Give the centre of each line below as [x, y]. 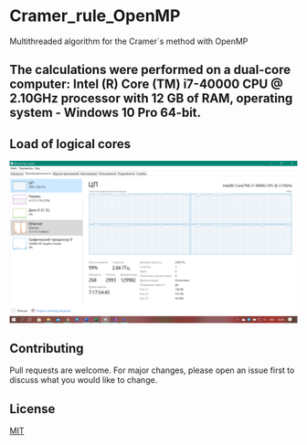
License [32, 409]
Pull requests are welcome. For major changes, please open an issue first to [152, 370]
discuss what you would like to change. [84, 380]
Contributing [47, 349]
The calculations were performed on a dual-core [150, 70]
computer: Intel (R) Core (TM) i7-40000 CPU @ [146, 85]
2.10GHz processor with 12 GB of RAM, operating [151, 98]
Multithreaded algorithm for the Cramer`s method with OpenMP [129, 41]
